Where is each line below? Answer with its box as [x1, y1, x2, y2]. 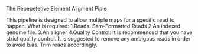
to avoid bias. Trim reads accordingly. [6, 41, 98, 48]
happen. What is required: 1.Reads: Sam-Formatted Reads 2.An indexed [6, 23, 181, 29]
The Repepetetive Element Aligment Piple [6, 5, 108, 12]
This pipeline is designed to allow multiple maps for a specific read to [6, 16, 175, 23]
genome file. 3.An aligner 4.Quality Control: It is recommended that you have [6, 29, 193, 36]
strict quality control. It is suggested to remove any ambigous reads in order [6, 35, 191, 42]
